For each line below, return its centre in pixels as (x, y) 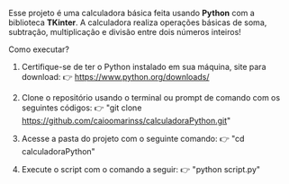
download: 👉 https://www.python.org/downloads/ (115, 77)
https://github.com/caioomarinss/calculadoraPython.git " (126, 121)
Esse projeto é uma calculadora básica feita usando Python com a (132, 13)
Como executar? (39, 49)
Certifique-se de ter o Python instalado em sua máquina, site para (144, 67)
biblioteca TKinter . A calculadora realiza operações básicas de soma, (138, 22)
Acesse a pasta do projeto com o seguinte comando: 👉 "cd (133, 139)
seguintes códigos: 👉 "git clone (81, 108)
